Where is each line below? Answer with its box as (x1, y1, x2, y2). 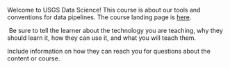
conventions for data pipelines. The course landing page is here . (7, 13, 192, 21)
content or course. (7, 54, 60, 63)
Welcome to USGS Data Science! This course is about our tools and (7, 6, 201, 14)
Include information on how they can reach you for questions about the (7, 47, 211, 55)
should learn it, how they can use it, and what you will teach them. (7, 34, 197, 42)
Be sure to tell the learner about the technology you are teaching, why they (8, 27, 224, 34)
